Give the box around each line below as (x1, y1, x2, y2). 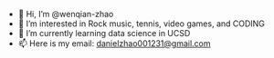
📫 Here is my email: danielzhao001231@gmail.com (17, 38, 211, 49)
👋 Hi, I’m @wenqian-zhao (17, 9, 114, 19)
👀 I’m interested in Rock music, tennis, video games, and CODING (17, 18, 265, 29)
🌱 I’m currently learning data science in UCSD (17, 28, 191, 38)
